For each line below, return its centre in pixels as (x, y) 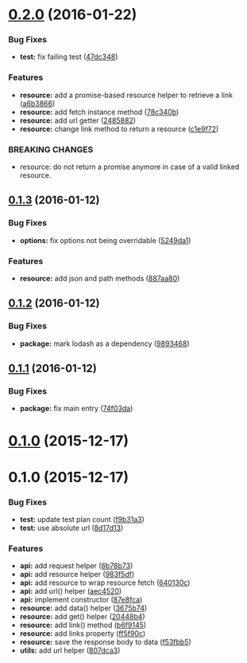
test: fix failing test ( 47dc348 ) (69, 57)
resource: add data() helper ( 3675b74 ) (83, 608)
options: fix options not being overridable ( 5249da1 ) (105, 240)
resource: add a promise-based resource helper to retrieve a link (126, 95)
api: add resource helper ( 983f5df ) (77, 575)
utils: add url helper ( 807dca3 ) (70, 650)
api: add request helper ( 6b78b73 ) (76, 566)
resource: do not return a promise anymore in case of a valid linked (129, 167)
